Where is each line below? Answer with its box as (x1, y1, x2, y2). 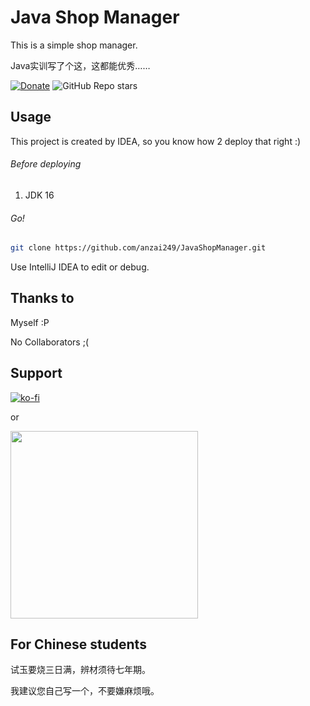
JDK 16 (24, 189, 55, 201)
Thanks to (10, 290, 75, 307)
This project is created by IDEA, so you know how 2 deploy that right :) (10, 135, 302, 147)
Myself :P (10, 316, 50, 328)
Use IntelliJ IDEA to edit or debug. (10, 261, 150, 273)
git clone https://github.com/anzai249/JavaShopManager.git (10, 243, 267, 253)
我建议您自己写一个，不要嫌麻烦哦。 (10, 685, 160, 697)
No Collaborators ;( (10, 336, 90, 348)
